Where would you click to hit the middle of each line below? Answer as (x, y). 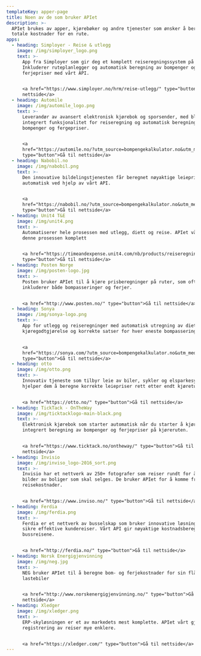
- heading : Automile (37, 100)
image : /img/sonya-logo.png (52, 315)
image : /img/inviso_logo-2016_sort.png (67, 463)
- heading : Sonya (33, 309)
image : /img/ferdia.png (47, 512)
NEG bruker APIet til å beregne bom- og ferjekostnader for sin (104, 573)
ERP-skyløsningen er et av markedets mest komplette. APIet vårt (105, 622)
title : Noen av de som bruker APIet (52, 17)
